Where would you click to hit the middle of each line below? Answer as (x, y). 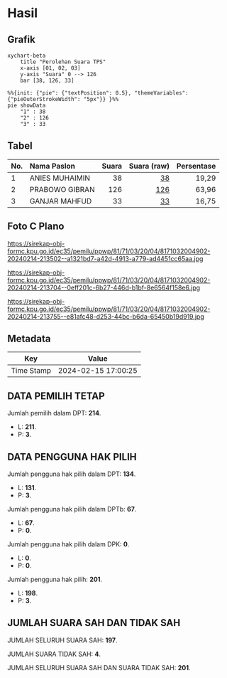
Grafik (21, 39)
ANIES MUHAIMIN (60, 178)
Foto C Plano (36, 227)
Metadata (29, 339)
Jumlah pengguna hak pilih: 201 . (55, 579)
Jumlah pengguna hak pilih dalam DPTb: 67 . (72, 509)
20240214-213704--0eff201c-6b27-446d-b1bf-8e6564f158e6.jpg (104, 287)
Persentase (196, 166)
